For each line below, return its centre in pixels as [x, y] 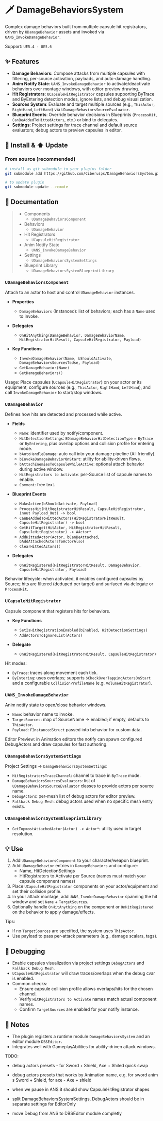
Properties [23, 302]
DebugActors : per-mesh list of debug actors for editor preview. [74, 796]
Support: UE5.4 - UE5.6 [28, 46]
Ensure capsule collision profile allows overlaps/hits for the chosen [86, 989]
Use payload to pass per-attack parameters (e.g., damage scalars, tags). [85, 936]
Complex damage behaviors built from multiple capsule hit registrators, [76, 26]
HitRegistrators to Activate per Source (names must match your [83, 876]
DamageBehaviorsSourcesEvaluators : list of [54, 781]
